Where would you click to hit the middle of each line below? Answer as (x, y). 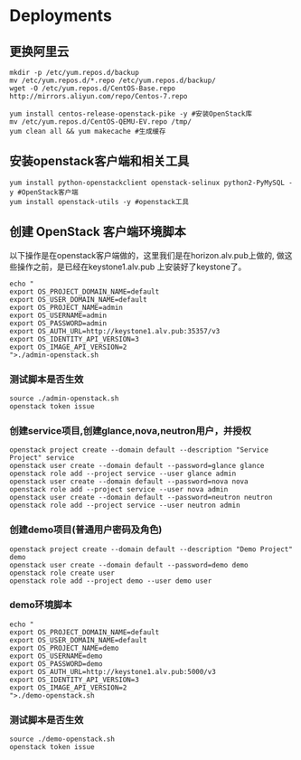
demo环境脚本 (41, 605)
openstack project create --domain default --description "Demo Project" (151, 549)
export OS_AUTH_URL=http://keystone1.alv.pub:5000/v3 (113, 671)
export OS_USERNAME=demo (56, 656)
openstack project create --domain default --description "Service (139, 450)
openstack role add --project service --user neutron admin (125, 506)
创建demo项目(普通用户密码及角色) (86, 530)
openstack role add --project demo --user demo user (111, 581)
